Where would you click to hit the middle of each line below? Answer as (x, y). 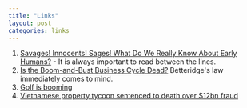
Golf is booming (46, 87)
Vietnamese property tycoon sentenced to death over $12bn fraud (129, 96)
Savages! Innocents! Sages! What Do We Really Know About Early (128, 54)
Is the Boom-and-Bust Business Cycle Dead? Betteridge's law (122, 70)
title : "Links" (34, 16)
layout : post (30, 23)
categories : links (39, 30)
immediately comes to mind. (66, 79)
